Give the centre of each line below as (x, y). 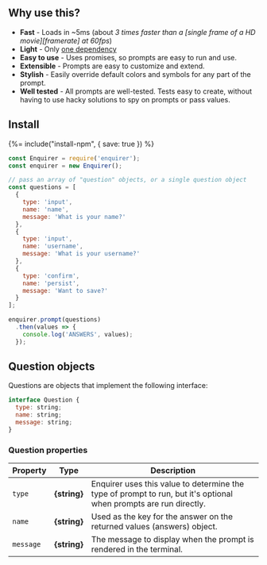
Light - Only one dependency (68, 49)
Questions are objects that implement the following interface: (108, 386)
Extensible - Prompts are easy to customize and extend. (112, 66)
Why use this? (44, 13)
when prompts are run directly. (149, 504)
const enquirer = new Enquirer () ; (66, 166)
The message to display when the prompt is (172, 540)
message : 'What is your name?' (74, 217)
